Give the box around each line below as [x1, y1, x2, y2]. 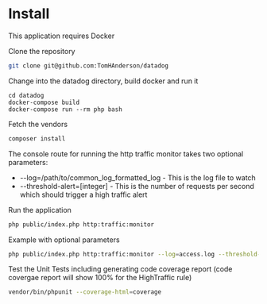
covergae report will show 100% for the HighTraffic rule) [8, 273, 192, 283]
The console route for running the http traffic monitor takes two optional [8, 148, 244, 159]
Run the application [8, 205, 72, 214]
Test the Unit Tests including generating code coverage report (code [8, 264, 233, 274]
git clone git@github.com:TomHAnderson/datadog [8, 61, 169, 70]
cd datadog [8, 91, 44, 99]
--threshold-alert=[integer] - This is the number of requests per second [19, 181, 254, 190]
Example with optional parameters [8, 235, 121, 244]
